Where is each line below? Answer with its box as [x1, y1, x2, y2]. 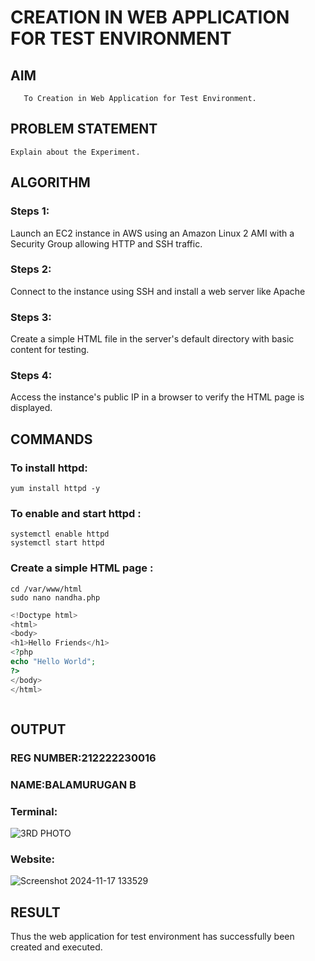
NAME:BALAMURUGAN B [10, 777, 137, 791]
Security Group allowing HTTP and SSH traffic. [10, 237, 203, 250]
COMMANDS [10, 431, 93, 448]
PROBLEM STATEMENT [10, 121, 158, 138]
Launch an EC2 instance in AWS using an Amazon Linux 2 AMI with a [10, 227, 295, 239]
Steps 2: [10, 262, 52, 276]
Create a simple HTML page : [10, 561, 154, 575]
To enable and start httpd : [10, 507, 142, 520]
